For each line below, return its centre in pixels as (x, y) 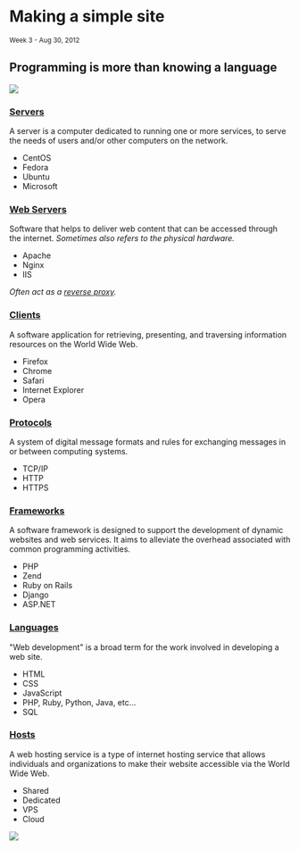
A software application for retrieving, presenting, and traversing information (148, 334)
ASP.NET (39, 604)
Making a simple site (87, 17)
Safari (33, 380)
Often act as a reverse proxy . (63, 292)
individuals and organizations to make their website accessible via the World (149, 763)
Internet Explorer (53, 389)
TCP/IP (35, 468)
